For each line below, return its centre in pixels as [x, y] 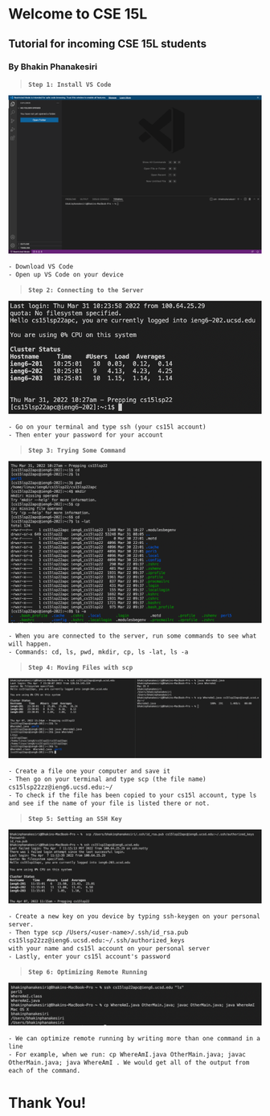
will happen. [30, 644]
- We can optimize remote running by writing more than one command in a [135, 1039]
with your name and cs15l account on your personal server [109, 948]
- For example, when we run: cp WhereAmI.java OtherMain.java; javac [127, 1055]
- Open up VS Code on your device [66, 274]
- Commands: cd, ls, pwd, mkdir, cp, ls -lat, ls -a [98, 652]
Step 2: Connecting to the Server [86, 290]
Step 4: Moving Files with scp [80, 668]
